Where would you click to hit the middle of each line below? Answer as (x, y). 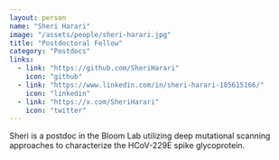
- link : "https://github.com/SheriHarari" (98, 69)
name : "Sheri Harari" (50, 26)
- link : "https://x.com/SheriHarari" (88, 102)
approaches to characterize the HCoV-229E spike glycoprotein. (127, 146)
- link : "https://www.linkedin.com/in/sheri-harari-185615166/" (141, 85)
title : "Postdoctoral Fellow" (66, 43)
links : (22, 60)
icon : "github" (54, 77)
